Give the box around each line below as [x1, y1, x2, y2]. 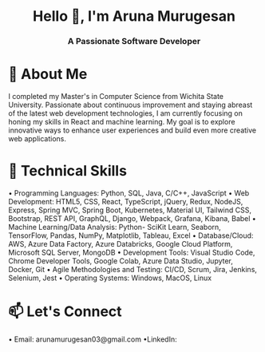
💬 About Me [8, 65, 88, 83]
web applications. [8, 134, 66, 144]
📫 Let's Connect [8, 303, 122, 321]
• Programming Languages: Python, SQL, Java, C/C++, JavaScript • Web [8, 188, 250, 198]
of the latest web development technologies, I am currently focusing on [8, 109, 243, 118]
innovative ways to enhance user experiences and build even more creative [8, 125, 257, 135]
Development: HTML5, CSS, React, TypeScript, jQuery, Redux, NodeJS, [8, 196, 243, 206]
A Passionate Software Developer [67, 36, 201, 47]
